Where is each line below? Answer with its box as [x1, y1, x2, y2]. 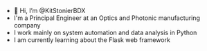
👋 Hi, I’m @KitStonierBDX [13, 7, 86, 14]
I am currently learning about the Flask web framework [13, 36, 171, 44]
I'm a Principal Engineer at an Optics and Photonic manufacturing [13, 14, 201, 22]
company [13, 21, 41, 29]
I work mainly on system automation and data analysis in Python [13, 28, 197, 37]
